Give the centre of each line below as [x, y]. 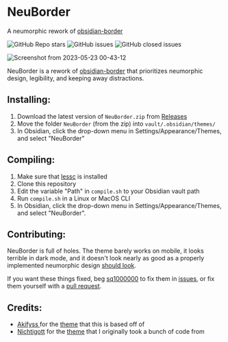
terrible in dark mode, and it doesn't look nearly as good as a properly [106, 258]
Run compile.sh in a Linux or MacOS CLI [74, 198]
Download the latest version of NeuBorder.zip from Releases [102, 116]
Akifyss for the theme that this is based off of [81, 324]
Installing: [29, 100]
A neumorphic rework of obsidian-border [65, 31]
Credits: [25, 307]
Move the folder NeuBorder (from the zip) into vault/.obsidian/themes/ [116, 124]
